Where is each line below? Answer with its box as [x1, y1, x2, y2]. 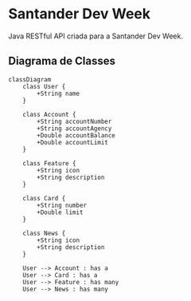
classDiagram [8, 75, 52, 84]
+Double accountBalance [37, 131, 115, 140]
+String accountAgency [37, 125, 112, 133]
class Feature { [22, 159, 77, 168]
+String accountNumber [37, 117, 112, 125]
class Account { [22, 110, 77, 118]
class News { [22, 229, 66, 237]
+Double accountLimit [37, 138, 109, 146]
